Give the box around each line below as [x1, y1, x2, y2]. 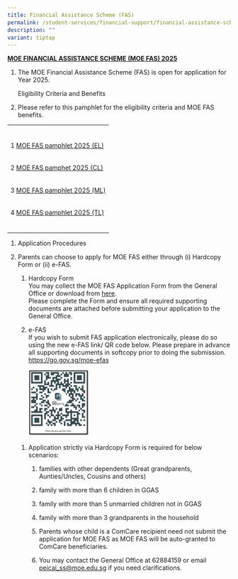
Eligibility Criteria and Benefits [17, 90, 106, 98]
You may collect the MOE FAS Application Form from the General [28, 281, 217, 290]
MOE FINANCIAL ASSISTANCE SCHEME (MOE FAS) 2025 [7, 54, 178, 63]
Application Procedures [17, 239, 86, 247]
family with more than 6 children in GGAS [38, 485, 159, 494]
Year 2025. [17, 75, 50, 85]
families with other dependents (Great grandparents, [38, 464, 193, 472]
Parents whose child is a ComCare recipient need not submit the [38, 526, 227, 536]
